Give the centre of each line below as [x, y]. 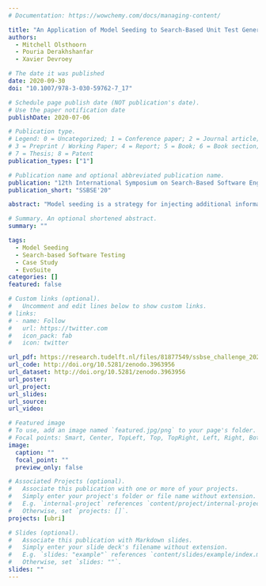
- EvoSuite [33, 270]
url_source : [28, 401]
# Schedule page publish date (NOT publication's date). [104, 103]
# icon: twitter [38, 343]
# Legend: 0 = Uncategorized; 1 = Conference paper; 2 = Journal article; [134, 139]
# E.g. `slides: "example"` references [78, 555]
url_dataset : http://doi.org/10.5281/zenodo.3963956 [97, 372]
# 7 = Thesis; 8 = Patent [51, 154]
